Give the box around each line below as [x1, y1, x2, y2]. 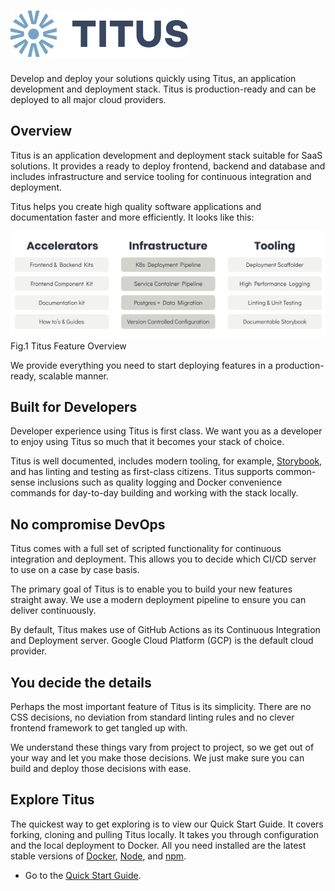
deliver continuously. [10, 605, 97, 617]
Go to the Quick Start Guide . [24, 869, 142, 881]
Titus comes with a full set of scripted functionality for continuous [10, 543, 282, 555]
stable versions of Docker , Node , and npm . [10, 850, 187, 862]
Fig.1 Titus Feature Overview [10, 340, 127, 352]
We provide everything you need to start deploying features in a [10, 359, 273, 371]
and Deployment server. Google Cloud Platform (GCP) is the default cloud [10, 635, 314, 647]
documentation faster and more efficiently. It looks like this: [10, 211, 255, 223]
